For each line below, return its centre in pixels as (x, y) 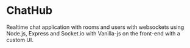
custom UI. (20, 40)
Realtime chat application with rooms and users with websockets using (95, 27)
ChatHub (30, 10)
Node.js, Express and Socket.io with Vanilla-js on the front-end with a (93, 33)
